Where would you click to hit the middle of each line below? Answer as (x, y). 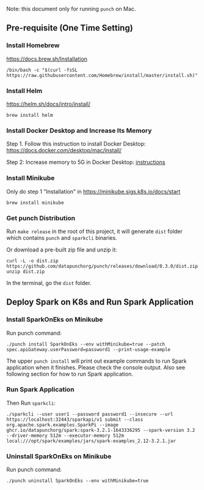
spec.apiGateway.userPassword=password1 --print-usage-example (89, 349)
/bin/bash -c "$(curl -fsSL (42, 70)
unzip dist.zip (26, 272)
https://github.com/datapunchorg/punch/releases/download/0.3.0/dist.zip (102, 266)
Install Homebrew (33, 45)
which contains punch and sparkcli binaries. (62, 237)
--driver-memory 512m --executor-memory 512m (65, 436)
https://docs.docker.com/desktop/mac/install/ (64, 150)
